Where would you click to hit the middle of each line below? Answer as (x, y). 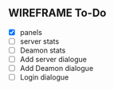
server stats (39, 41)
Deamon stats (43, 50)
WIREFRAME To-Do (57, 13)
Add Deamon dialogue (57, 68)
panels (31, 32)
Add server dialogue (53, 59)
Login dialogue (44, 77)
